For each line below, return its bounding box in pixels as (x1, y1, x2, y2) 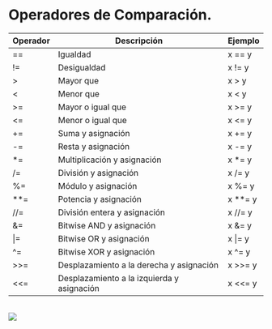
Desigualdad (57, 62, 106, 73)
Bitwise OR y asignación (57, 233, 150, 244)
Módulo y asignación (57, 180, 138, 191)
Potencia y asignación (57, 193, 142, 204)
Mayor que (57, 75, 100, 86)
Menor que (57, 88, 100, 99)
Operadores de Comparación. (8, 6, 212, 24)
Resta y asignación (57, 140, 130, 152)
